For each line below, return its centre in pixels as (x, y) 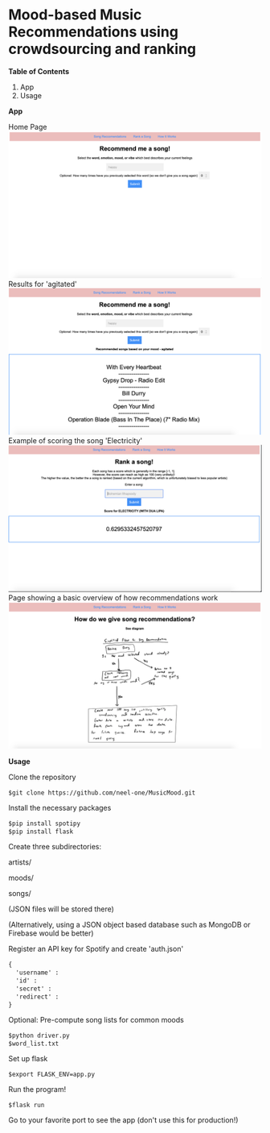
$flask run (27, 1106)
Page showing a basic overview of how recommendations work (113, 598)
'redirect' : (37, 997)
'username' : (37, 973)
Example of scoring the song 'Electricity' (76, 440)
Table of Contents (39, 71)
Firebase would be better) (51, 933)
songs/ (20, 894)
